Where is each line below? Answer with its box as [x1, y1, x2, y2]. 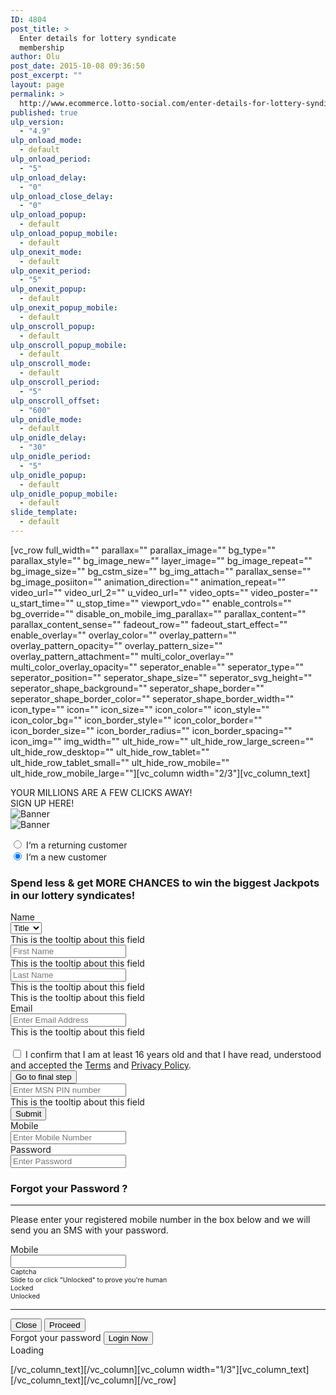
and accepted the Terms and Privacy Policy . [10, 1059, 192, 1071]
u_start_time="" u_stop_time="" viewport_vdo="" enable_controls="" [10, 597, 292, 609]
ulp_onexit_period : [10, 266, 92, 276]
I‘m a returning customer [25, 839, 128, 851]
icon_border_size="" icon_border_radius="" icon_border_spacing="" [10, 724, 293, 736]
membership [19, 42, 65, 53]
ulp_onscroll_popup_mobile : [10, 340, 128, 350]
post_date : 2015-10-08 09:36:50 [10, 61, 145, 71]
